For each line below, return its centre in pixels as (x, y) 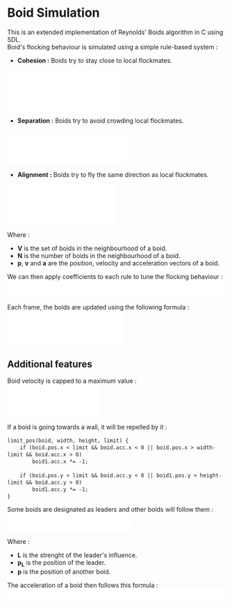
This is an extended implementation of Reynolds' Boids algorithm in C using (115, 32)
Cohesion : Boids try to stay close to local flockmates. (94, 60)
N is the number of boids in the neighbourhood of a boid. (99, 255)
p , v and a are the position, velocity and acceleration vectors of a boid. (118, 263)
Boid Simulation (53, 13)
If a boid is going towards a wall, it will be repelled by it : (87, 427)
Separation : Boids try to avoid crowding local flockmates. (100, 121)
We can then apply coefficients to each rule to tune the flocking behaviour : (115, 276)
